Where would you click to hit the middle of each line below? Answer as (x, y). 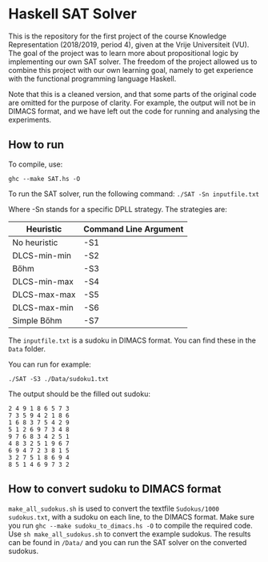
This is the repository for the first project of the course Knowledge (117, 36)
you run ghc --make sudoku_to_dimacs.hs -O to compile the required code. (131, 525)
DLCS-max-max (44, 295)
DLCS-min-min (42, 255)
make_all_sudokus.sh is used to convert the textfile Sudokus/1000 (114, 508)
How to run (36, 145)
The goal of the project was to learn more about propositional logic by (123, 53)
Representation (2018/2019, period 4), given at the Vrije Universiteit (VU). (129, 44)
